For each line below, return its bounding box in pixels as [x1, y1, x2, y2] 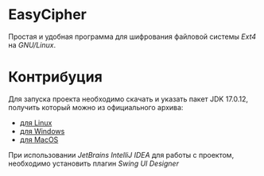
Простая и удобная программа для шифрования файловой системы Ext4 [8, 32, 257, 41]
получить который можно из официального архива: [8, 102, 184, 112]
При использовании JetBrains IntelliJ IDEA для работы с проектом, [8, 150, 235, 159]
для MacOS [19, 135, 59, 144]
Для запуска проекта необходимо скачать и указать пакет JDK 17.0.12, [8, 94, 249, 104]
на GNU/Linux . [8, 40, 56, 49]
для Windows [19, 126, 65, 136]
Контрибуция [8, 68, 103, 86]
